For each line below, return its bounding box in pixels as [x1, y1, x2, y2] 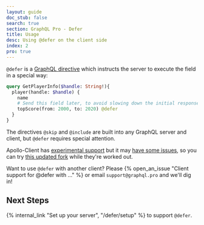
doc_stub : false [6, 15, 47, 21]
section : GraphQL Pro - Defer [6, 26, 83, 32]
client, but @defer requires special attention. [6, 134, 115, 142]
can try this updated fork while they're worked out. [6, 153, 134, 160]
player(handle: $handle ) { [12, 89, 80, 95]
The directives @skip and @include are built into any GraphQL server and [6, 128, 187, 136]
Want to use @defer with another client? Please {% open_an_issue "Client [6, 165, 189, 172]
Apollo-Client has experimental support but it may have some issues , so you [6, 147, 197, 154]
